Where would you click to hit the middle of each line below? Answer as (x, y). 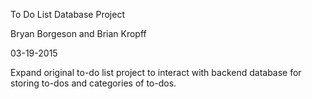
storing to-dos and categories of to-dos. (93, 83)
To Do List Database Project (67, 14)
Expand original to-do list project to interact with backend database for (156, 72)
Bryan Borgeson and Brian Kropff (78, 33)
